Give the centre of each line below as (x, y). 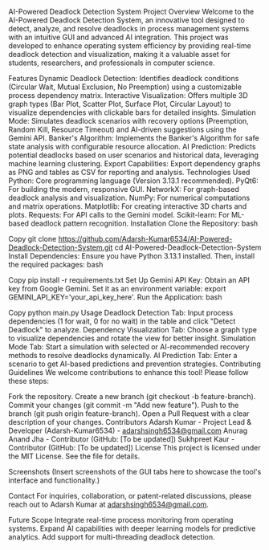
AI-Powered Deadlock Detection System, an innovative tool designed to (126, 20)
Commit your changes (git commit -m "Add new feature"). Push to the (124, 405)
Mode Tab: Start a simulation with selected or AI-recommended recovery (129, 347)
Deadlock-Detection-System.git (61, 247)
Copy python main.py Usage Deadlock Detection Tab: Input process (121, 313)
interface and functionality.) (54, 480)
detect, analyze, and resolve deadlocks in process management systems (129, 29)
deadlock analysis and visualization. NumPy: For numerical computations (129, 198)
